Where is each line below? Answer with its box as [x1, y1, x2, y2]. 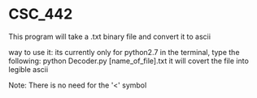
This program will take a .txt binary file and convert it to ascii [8, 32, 211, 41]
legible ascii [8, 64, 49, 74]
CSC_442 [8, 5, 73, 23]
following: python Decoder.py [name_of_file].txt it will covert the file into [8, 56, 250, 66]
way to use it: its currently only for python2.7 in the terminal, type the [8, 47, 240, 57]
